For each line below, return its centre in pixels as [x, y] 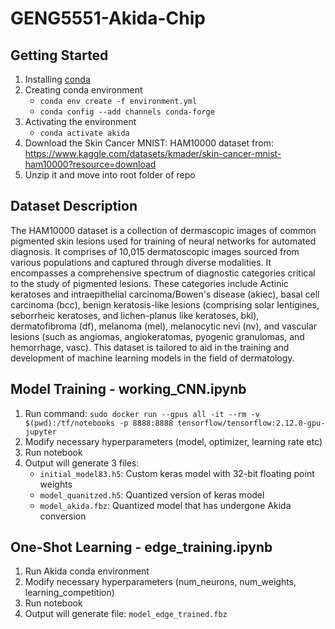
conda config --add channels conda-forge [127, 112]
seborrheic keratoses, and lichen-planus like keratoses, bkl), [135, 315]
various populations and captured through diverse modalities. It [141, 262]
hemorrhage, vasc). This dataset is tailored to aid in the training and [150, 347]
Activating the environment [80, 121]
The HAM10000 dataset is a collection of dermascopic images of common [163, 230]
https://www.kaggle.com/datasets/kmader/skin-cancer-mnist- [153, 153]
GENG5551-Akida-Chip [108, 18]
